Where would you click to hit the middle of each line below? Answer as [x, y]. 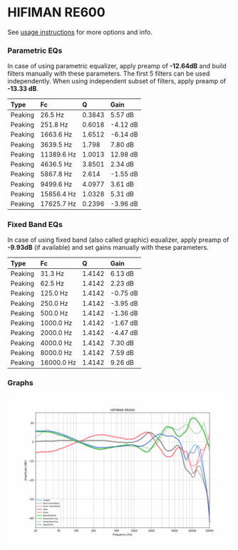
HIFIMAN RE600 [56, 12]
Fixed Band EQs [35, 224]
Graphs [20, 383]
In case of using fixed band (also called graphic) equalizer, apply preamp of [118, 240]
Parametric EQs [35, 51]
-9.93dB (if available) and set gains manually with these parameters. [108, 248]
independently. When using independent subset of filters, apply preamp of [117, 81]
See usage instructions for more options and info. [80, 32]
